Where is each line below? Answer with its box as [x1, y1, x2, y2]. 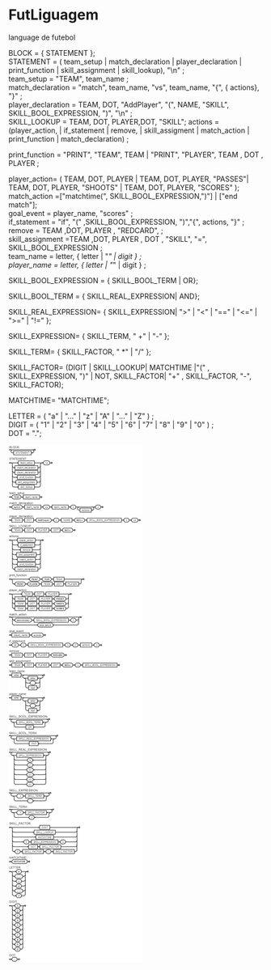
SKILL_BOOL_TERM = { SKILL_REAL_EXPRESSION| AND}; [8, 291, 201, 301]
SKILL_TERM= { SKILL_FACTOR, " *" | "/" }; [8, 346, 152, 357]
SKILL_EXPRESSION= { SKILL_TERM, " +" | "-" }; [8, 331, 170, 341]
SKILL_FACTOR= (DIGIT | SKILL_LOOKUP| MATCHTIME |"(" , [8, 362, 210, 372]
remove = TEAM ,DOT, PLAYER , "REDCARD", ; [8, 225, 163, 235]
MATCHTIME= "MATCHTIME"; [8, 395, 109, 405]
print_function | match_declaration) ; [8, 133, 129, 143]
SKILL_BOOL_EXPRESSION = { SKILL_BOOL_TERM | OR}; [8, 275, 198, 285]
